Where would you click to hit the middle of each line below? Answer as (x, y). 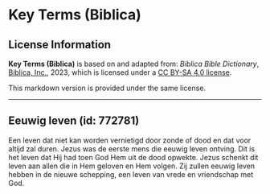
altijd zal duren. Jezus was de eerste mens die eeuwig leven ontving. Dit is (132, 149)
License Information (59, 45)
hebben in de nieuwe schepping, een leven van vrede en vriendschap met (131, 174)
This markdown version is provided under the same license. (107, 88)
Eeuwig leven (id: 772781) (74, 121)
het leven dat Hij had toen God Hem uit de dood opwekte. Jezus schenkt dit (133, 157)
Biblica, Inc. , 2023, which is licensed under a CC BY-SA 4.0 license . (120, 72)
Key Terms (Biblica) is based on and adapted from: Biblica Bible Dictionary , (134, 64)
